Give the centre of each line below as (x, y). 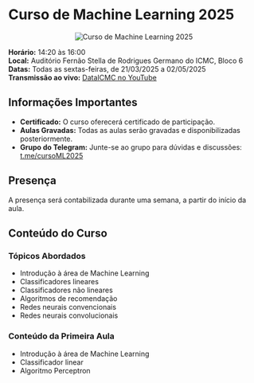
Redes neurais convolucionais (69, 315)
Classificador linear (51, 362)
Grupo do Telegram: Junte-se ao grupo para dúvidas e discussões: (131, 147)
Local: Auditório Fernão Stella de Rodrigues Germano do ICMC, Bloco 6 (126, 61)
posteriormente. (46, 139)
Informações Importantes (73, 102)
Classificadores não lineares (66, 290)
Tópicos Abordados (47, 256)
